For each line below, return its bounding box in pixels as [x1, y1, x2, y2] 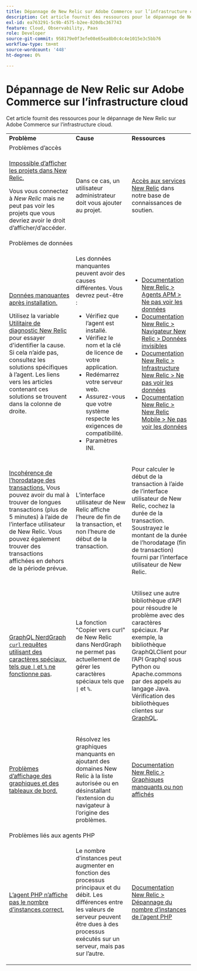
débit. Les [75, 891, 103, 899]
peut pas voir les [9, 201, 55, 210]
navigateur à [75, 801, 110, 809]
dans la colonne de [9, 400, 62, 408]
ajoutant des [75, 757, 110, 765]
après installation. [9, 298, 57, 306]
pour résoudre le [131, 603, 178, 612]
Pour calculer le [131, 465, 175, 473]
